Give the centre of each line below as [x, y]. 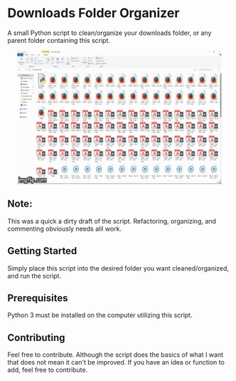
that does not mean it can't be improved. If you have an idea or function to [116, 362]
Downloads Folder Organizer [93, 13]
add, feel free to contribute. [48, 370]
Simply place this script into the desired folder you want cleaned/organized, [118, 268]
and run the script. [34, 276]
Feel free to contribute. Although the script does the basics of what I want [116, 355]
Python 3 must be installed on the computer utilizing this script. [100, 315]
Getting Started [42, 251]
